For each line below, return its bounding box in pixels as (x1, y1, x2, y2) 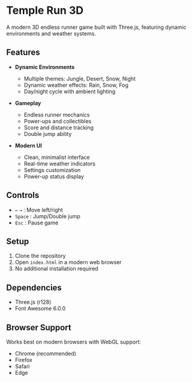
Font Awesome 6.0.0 (14, 305, 66, 312)
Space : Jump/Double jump (14, 212, 80, 220)
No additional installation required (14, 265, 98, 273)
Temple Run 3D (6, 4, 84, 17)
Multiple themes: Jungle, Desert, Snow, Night (23, 75, 136, 82)
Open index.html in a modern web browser (14, 259, 122, 266)
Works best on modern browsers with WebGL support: (6, 338, 141, 345)
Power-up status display (23, 173, 84, 180)
